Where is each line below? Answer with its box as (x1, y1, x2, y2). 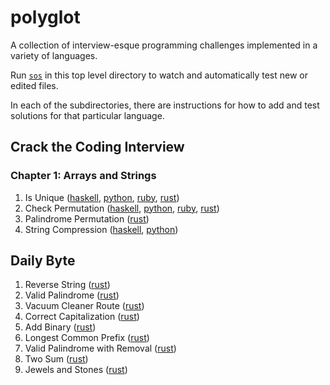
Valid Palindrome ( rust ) (24, 289, 120, 301)
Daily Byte (10, 252, 76, 270)
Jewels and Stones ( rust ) (24, 364, 128, 376)
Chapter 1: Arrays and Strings (10, 169, 157, 183)
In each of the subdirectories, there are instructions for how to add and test (10, 99, 320, 111)
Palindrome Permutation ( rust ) (24, 212, 150, 225)
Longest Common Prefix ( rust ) (24, 332, 150, 344)
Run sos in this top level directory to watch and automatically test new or (10, 69, 308, 81)
